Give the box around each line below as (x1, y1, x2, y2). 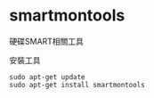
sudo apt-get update (9, 72, 86, 81)
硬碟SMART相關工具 (9, 36, 85, 46)
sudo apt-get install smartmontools (9, 80, 145, 89)
